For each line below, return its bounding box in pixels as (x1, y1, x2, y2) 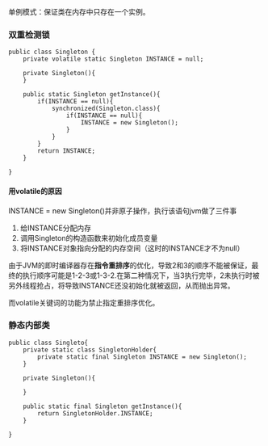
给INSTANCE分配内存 (19, 223, 91, 233)
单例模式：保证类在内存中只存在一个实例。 (8, 7, 150, 16)
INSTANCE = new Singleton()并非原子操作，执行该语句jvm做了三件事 (8, 205, 237, 216)
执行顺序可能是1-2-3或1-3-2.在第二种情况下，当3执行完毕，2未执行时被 (22, 270, 260, 280)
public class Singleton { (8, 48, 95, 57)
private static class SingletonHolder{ (23, 346, 157, 354)
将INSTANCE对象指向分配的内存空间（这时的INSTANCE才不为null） (19, 243, 245, 253)
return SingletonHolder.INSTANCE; (37, 409, 153, 418)
